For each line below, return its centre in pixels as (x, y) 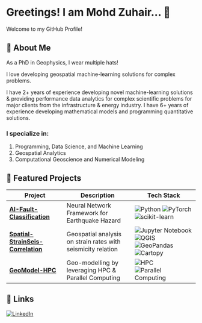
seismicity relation (92, 249)
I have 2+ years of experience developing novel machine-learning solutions (100, 92)
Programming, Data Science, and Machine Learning (79, 146)
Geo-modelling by (93, 263)
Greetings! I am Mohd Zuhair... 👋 (88, 12)
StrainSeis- (26, 242)
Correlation (26, 249)
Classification (29, 216)
